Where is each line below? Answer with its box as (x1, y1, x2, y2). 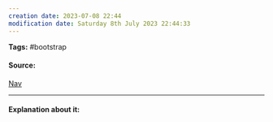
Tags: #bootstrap (8, 41, 67, 51)
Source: (8, 60, 37, 70)
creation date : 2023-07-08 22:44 (8, 11, 122, 20)
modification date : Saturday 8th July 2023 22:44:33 (8, 20, 191, 28)
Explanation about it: (8, 105, 80, 115)
